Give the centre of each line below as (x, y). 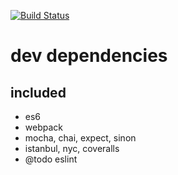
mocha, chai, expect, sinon (80, 138)
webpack (43, 127)
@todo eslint (51, 159)
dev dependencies (89, 56)
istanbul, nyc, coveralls (72, 148)
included (38, 92)
